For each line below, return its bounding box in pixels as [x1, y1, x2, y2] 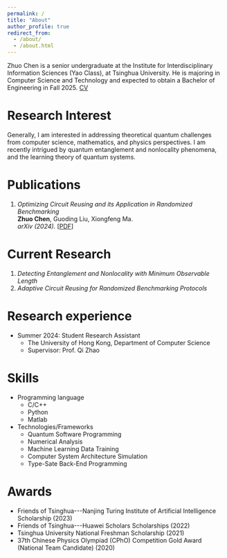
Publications [7, 177, 81, 193]
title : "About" [7, 17, 51, 24]
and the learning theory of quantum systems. [7, 152, 136, 161]
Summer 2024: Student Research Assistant [17, 331, 140, 340]
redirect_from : [7, 29, 51, 37]
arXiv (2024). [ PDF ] [17, 222, 74, 230]
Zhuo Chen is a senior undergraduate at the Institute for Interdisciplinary [7, 62, 213, 69]
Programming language [17, 393, 84, 401]
